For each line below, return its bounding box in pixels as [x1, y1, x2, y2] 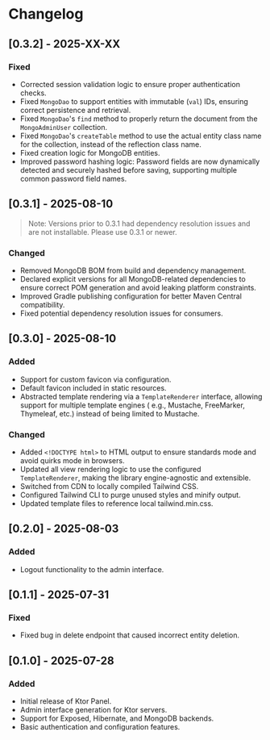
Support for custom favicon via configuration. [19, 374, 172, 384]
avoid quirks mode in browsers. [19, 455, 125, 465]
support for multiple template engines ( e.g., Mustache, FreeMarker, [19, 400, 246, 410]
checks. [19, 88, 47, 98]
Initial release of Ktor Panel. [19, 696, 112, 706]
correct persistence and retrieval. [19, 105, 131, 115]
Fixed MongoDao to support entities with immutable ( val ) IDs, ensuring [19, 96, 248, 106]
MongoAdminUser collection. [19, 122, 107, 132]
